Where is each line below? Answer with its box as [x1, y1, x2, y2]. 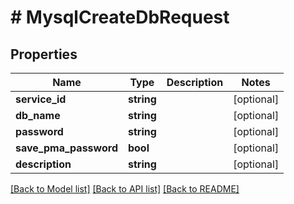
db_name [15, 109, 61, 122]
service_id [15, 92, 67, 106]
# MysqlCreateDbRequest [10, 6, 230, 29]
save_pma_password [15, 141, 118, 155]
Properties [10, 46, 78, 63]
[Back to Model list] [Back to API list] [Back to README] [10, 183, 240, 195]
